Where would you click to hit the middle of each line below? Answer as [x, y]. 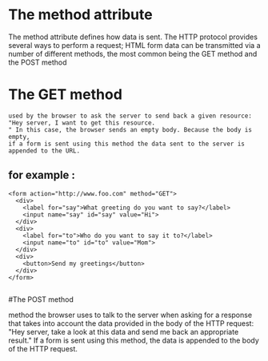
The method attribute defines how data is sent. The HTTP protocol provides [133, 37]
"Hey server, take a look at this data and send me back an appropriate [124, 331]
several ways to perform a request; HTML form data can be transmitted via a [134, 45]
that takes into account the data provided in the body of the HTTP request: [131, 323]
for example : [42, 175]
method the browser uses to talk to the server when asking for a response [130, 315]
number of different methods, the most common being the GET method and [133, 54]
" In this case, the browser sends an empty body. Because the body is [130, 129]
